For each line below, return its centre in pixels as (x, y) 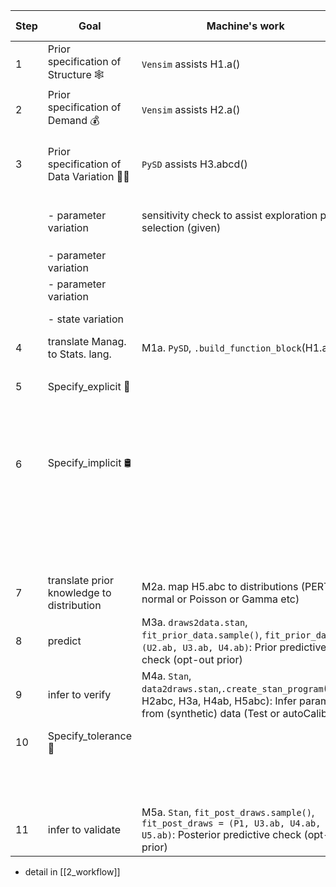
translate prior (80, 580)
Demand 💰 (73, 120)
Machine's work (245, 26)
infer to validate (84, 830)
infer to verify (79, 695)
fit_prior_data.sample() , (202, 635)
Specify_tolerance (89, 736)
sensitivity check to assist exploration (229, 215)
